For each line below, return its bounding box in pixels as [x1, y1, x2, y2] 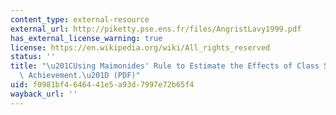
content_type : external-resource [10, 14, 150, 25]
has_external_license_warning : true [10, 33, 163, 43]
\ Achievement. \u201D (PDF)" [19, 71, 141, 81]
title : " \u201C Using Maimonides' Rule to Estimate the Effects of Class [10, 61, 320, 71]
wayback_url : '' [10, 89, 78, 99]
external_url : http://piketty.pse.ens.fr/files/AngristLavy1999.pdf [10, 24, 302, 34]
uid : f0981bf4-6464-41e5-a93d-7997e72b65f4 [10, 80, 195, 90]
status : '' [10, 52, 56, 62]
